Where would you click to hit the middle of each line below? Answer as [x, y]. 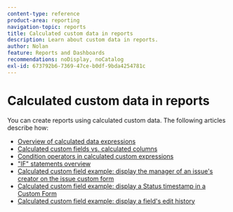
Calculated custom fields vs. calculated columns [87, 149]
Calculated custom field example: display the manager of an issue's [115, 171]
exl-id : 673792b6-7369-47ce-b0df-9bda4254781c [76, 66]
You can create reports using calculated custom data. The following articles [116, 120]
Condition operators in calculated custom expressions [95, 156]
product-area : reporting [44, 20]
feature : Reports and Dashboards [56, 53]
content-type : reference [44, 14]
